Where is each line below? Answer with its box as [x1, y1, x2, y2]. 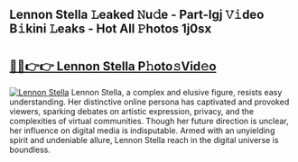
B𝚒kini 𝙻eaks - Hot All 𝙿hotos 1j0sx [9, 22, 212, 37]
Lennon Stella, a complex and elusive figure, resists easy [70, 87, 283, 97]
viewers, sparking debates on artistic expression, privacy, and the [9, 106, 255, 116]
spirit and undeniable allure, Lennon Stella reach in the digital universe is [9, 135, 279, 145]
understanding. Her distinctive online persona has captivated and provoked [9, 96, 290, 107]
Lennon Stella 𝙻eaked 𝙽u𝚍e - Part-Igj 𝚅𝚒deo [9, 7, 265, 22]
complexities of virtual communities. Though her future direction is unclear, [9, 116, 289, 126]
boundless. [9, 144, 51, 155]
